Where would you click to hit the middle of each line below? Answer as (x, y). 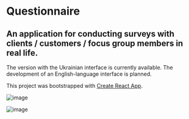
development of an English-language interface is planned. (79, 74)
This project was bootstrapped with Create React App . (75, 86)
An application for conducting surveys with (91, 34)
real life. (22, 53)
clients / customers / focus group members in (95, 43)
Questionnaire (43, 11)
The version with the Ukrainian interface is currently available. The (90, 67)
